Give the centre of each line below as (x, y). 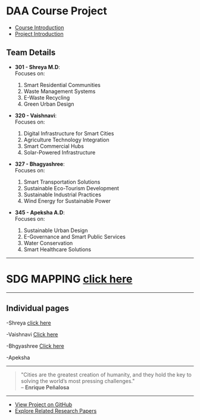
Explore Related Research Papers (56, 410)
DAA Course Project (57, 11)
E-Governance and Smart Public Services (75, 236)
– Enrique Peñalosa (45, 387)
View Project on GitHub (43, 404)
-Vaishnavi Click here (32, 334)
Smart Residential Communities (62, 85)
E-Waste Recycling (47, 97)
